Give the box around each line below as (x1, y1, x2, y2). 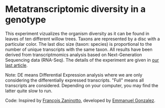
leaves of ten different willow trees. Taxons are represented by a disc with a (5, 36, 160, 42)
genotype (5, 14, 46, 25)
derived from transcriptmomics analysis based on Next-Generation (5, 51, 143, 58)
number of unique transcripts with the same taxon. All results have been (5, 46, 153, 52)
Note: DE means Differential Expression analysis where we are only (5, 72, 143, 78)
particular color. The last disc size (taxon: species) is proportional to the (5, 41, 153, 47)
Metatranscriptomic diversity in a (5, 3, 146, 15)
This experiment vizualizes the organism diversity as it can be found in (5, 30, 150, 36)
